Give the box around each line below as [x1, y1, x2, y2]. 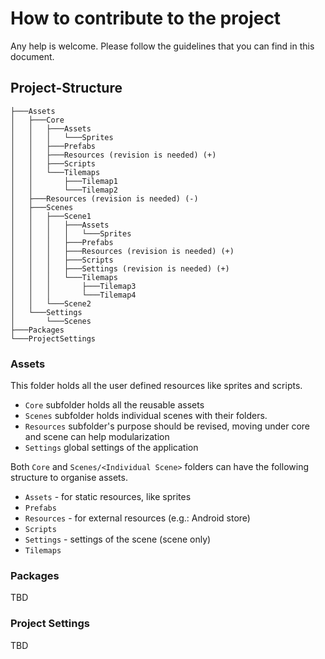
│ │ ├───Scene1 [10, 211, 92, 221]
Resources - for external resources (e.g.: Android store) [24, 512, 251, 524]
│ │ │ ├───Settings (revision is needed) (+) [10, 263, 230, 274]
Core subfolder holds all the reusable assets [24, 399, 205, 411]
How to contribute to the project [10, 7, 282, 30]
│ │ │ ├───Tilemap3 [10, 281, 137, 291]
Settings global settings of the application [24, 442, 199, 454]
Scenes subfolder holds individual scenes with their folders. [24, 410, 268, 422]
